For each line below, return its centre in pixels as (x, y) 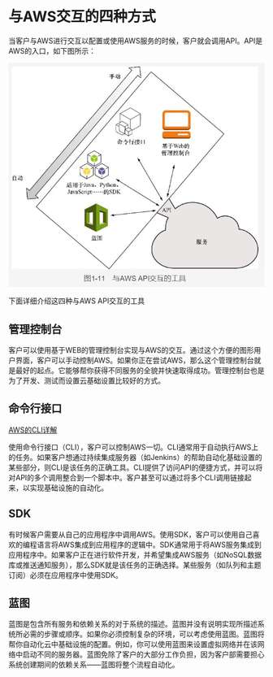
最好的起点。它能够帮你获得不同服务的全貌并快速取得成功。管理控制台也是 (140, 370)
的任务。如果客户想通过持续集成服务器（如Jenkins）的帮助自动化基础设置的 (135, 457)
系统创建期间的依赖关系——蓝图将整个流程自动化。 (94, 665)
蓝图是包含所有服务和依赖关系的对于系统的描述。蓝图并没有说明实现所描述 (133, 624)
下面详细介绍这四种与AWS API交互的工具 (76, 301)
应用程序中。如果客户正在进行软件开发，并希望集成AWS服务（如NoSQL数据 (135, 554)
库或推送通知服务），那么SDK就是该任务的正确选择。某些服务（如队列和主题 (135, 565)
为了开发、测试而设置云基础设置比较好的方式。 (87, 380)
